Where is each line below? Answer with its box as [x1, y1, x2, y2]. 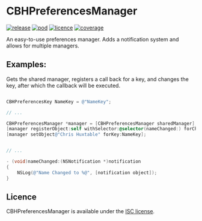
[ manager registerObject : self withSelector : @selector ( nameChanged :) [6, 126, 182, 132]
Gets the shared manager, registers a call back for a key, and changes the [6, 75, 189, 82]
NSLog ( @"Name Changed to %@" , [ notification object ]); [17, 169, 158, 175]
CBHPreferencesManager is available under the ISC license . [6, 208, 155, 215]
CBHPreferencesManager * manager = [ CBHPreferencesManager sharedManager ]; [6, 120, 198, 127]
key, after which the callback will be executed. [6, 82, 121, 89]
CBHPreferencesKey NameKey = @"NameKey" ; [6, 98, 112, 104]
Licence [6, 192, 37, 202]
